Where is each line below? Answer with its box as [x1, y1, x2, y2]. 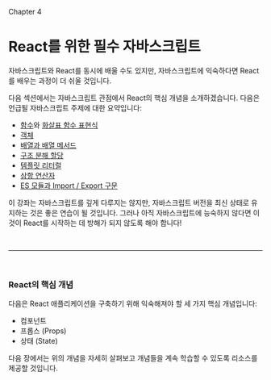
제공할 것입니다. [8, 363, 59, 374]
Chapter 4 [8, 7, 42, 16]
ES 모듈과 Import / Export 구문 [19, 181, 119, 190]
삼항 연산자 [19, 170, 56, 180]
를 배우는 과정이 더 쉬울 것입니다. [8, 76, 112, 86]
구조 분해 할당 [19, 150, 64, 160]
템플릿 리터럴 [19, 161, 62, 170]
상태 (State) [19, 336, 58, 346]
